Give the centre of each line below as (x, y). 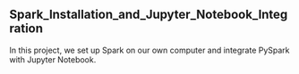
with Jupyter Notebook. (53, 59)
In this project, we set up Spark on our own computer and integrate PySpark (149, 50)
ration (26, 29)
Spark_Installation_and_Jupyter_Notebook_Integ (149, 15)
